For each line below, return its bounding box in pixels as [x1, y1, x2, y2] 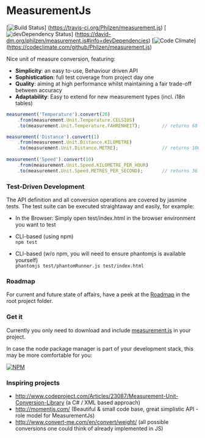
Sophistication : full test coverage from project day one [15, 73, 154, 81]
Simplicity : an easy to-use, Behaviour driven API [15, 67, 138, 74]
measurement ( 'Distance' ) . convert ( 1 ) [6, 134, 99, 140]
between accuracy [15, 86, 62, 93]
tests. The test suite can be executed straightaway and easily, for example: [6, 202, 195, 210]
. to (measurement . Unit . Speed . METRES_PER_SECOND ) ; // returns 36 [17, 167, 198, 174]
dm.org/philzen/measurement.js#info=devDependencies [6, 37, 149, 44]
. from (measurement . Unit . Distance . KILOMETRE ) [17, 139, 132, 145]
